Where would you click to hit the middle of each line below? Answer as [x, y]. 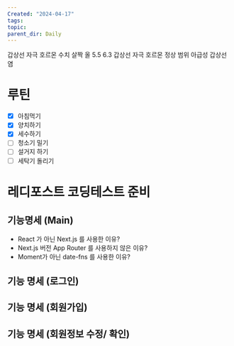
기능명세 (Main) [40, 221]
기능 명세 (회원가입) [48, 307]
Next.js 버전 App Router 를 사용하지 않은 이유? [83, 248]
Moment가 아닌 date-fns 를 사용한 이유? [74, 256]
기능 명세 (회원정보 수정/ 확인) [68, 334]
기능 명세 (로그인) [43, 281]
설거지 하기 [33, 152]
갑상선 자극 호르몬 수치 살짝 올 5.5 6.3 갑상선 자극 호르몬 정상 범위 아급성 [108, 55]
